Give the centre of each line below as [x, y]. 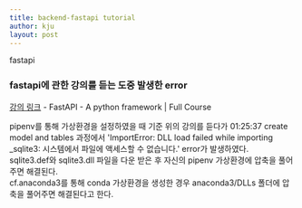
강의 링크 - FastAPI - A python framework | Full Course [110, 107]
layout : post [34, 34]
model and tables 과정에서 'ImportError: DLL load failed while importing [141, 137]
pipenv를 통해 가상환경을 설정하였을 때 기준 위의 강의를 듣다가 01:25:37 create [149, 126]
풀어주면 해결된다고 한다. [70, 194]
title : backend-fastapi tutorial [73, 18]
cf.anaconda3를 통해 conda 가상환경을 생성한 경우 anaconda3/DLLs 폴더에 [145, 183]
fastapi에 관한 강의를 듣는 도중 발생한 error [98, 85]
